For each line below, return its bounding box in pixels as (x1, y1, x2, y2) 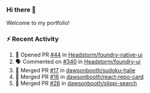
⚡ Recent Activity (6, 35, 59, 43)
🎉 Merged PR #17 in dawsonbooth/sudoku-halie (15, 66, 136, 74)
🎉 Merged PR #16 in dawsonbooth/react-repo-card (15, 73, 144, 80)
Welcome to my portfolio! (6, 19, 70, 27)
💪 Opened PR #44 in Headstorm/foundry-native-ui (15, 51, 143, 58)
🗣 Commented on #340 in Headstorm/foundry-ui (15, 58, 141, 65)
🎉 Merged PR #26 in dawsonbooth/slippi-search (15, 79, 137, 87)
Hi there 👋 (6, 5, 37, 14)
